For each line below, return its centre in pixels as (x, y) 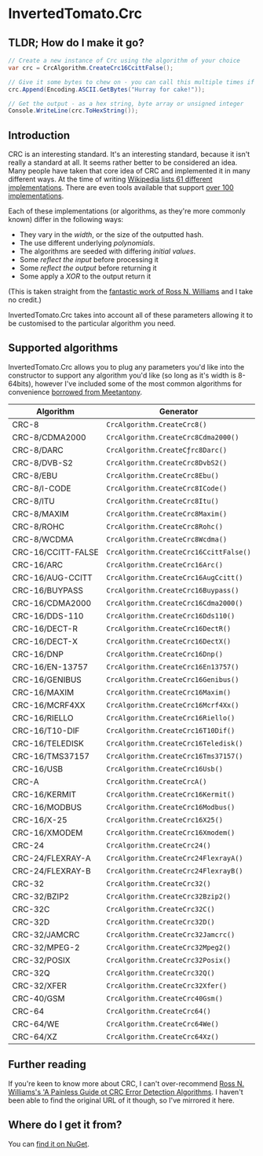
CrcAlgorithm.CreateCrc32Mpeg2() (169, 947)
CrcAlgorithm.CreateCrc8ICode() (167, 488)
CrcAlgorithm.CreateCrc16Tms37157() (175, 756)
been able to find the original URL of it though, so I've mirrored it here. (122, 1100)
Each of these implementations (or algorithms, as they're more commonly (127, 211)
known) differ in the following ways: (66, 220)
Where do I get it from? (65, 1125)
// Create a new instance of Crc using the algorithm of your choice (124, 60)
